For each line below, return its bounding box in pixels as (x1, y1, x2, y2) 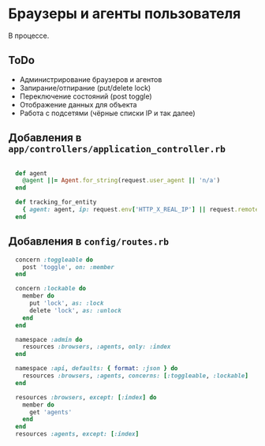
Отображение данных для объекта (19, 99, 137, 109)
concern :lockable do (15, 285, 87, 293)
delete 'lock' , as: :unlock (28, 306, 122, 314)
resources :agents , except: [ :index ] (15, 430, 140, 438)
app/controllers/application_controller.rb (8, 144, 226, 155)
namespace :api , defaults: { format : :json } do (15, 365, 178, 373)
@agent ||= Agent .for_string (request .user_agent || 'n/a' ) (22, 177, 221, 185)
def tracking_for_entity (15, 198, 97, 206)
